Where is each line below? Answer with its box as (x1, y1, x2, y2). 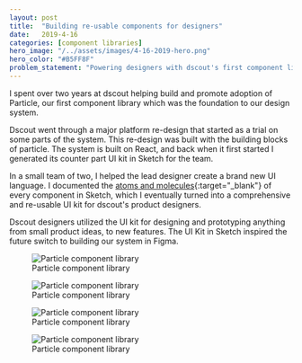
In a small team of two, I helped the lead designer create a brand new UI (9, 170, 276, 181)
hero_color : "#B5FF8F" (9, 55, 94, 64)
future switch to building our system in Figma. (9, 235, 179, 246)
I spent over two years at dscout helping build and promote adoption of (9, 87, 273, 99)
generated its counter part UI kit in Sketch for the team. (9, 153, 214, 164)
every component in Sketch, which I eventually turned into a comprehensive (9, 190, 291, 200)
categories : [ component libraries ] (9, 38, 143, 48)
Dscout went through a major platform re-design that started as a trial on (9, 124, 279, 135)
